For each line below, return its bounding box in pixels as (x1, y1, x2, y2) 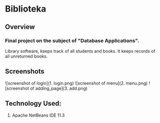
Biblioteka (5, 3, 47, 15)
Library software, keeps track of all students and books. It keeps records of (5, 48, 156, 54)
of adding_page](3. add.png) (30, 85, 88, 91)
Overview (5, 23, 35, 31)
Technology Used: (5, 99, 62, 108)
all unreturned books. (5, 53, 48, 59)
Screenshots (5, 67, 45, 76)
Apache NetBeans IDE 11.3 (12, 112, 65, 118)
